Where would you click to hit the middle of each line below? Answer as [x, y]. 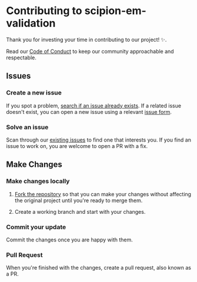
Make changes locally [38, 182]
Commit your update [36, 227]
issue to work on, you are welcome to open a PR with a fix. [77, 146]
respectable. [21, 58]
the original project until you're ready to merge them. [79, 200]
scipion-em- [116, 11]
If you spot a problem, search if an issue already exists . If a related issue [94, 105]
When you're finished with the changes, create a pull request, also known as [98, 268]
